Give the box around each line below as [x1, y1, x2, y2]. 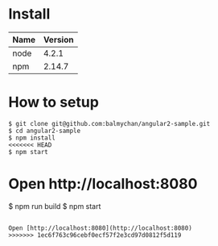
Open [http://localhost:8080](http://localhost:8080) [8, 223, 193, 232]
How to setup [8, 94, 99, 111]
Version [43, 34, 74, 45]
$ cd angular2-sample [8, 127, 81, 135]
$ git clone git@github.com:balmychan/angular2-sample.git [8, 119, 211, 127]
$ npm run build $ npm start [8, 201, 101, 211]
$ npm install [8, 134, 56, 142]
